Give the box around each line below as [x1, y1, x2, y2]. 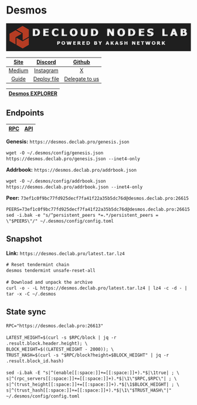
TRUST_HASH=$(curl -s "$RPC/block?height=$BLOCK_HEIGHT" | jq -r [6, 352, 169, 358]
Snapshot [6, 234, 42, 244]
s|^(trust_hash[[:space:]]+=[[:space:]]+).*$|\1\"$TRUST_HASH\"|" [6, 387, 172, 393]
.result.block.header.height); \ [6, 341, 88, 346]
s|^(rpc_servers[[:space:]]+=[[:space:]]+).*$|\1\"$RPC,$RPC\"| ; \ [6, 376, 177, 382]
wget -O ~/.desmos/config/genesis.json [6, 150, 104, 156]
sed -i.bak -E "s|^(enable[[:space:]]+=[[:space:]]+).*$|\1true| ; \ [6, 370, 180, 376]
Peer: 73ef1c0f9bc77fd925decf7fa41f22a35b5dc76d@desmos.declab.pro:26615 [6, 194, 189, 201]
